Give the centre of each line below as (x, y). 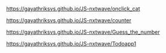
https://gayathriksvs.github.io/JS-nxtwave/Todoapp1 (71, 44)
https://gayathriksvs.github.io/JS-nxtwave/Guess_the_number (83, 32)
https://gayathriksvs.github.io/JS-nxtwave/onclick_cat (73, 9)
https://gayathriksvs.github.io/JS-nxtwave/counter (69, 20)
